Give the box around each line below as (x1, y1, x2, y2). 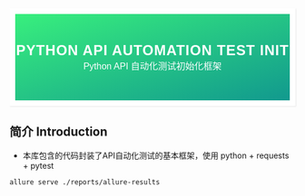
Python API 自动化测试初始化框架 (83, 61, 222, 71)
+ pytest (22, 160, 54, 171)
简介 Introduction (9, 125, 108, 140)
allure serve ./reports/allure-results (9, 177, 161, 187)
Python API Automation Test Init (15, 42, 290, 59)
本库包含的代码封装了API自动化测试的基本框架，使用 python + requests (22, 150, 290, 161)
